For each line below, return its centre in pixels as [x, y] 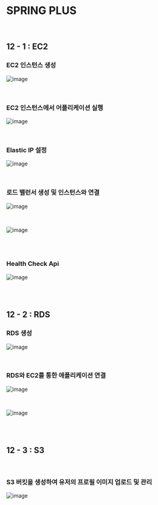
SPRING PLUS [42, 11]
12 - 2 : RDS [28, 315]
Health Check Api [33, 264]
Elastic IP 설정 [27, 150]
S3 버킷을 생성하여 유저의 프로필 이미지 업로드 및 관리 [79, 482]
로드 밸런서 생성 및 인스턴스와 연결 [53, 193]
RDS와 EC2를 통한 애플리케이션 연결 [56, 376]
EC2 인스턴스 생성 [31, 65]
